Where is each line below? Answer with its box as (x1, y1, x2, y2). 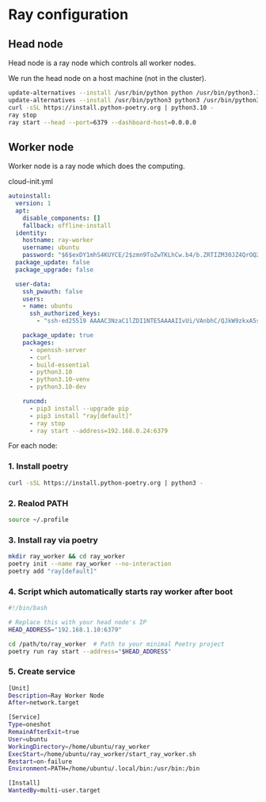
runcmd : (22, 397, 47, 405)
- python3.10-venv (28, 375, 90, 384)
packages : (22, 339, 55, 347)
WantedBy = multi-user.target (8, 787, 101, 795)
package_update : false (15, 259, 90, 267)
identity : (15, 228, 47, 237)
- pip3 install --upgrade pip (28, 405, 129, 413)
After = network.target (8, 699, 80, 707)
